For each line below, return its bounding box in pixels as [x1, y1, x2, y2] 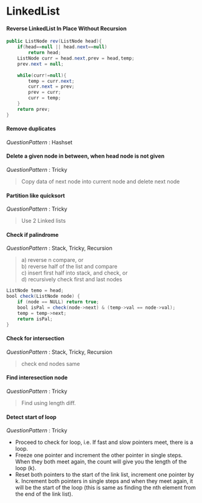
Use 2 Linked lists [21, 217, 66, 225]
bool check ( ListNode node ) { [6, 294, 80, 300]
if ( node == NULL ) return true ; [17, 299, 99, 305]
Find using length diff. [21, 399, 76, 406]
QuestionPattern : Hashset [6, 138, 73, 146]
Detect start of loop [6, 413, 57, 421]
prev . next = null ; [17, 61, 64, 67]
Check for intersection [6, 335, 65, 342]
